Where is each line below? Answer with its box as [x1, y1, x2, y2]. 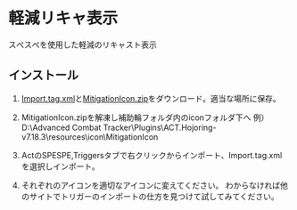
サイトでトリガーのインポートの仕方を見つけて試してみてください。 [29, 190, 279, 201]
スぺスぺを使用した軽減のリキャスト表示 [8, 39, 157, 50]
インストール [8, 68, 79, 83]
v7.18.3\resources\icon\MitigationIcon [21, 131, 159, 142]
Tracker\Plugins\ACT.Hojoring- [103, 122, 217, 133]
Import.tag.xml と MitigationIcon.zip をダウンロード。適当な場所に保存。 [21, 93, 282, 103]
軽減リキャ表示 [8, 8, 119, 28]
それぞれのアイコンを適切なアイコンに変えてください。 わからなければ [21, 180, 281, 190]
